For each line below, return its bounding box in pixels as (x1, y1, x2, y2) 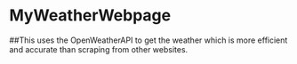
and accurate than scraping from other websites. (9, 44, 189, 54)
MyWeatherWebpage (9, 5, 172, 26)
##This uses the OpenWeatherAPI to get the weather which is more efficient (9, 35, 288, 45)
